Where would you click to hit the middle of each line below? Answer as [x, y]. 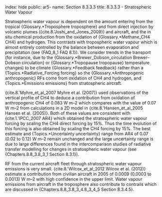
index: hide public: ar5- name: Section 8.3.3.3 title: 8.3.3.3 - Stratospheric [78, 7]
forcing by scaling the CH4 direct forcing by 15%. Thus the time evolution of [81, 123]
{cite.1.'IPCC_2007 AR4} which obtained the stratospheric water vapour [76, 118]
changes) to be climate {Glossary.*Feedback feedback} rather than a [74, 68]
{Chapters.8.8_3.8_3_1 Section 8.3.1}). [42, 154]
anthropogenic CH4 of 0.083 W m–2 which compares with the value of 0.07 [81, 103]
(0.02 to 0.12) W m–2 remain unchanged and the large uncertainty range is [79, 139]
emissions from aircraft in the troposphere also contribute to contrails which [81, 184]
